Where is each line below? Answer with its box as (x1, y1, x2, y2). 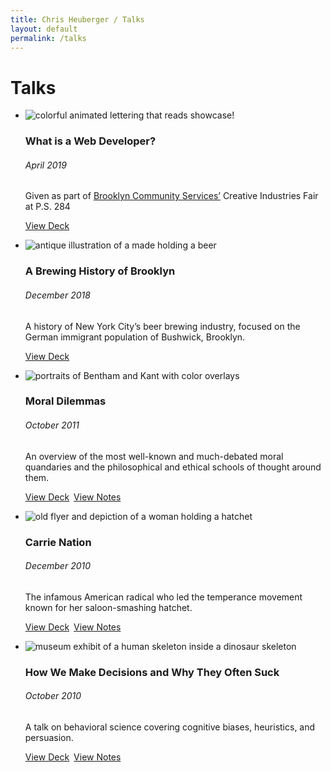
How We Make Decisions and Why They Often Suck (24, 665, 280, 679)
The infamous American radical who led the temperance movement (24, 591, 303, 603)
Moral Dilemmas (24, 394, 107, 408)
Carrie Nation (24, 535, 92, 549)
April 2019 (24, 159, 67, 171)
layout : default (10, 24, 78, 34)
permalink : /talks (10, 33, 87, 43)
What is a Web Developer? (24, 134, 157, 148)
